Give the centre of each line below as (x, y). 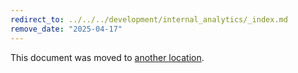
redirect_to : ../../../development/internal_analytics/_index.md (149, 19)
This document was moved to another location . (107, 57)
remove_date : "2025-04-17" (66, 29)
